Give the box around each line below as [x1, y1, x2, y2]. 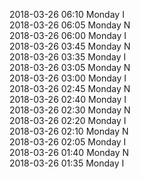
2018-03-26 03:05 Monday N [9, 62, 131, 73]
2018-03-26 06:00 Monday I [9, 30, 127, 41]
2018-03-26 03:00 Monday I [9, 72, 127, 84]
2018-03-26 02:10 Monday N [9, 125, 129, 137]
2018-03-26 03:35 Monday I [9, 51, 127, 63]
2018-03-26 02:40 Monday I [9, 94, 127, 105]
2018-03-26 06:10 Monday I [9, 9, 125, 20]
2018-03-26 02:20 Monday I [9, 115, 127, 126]
